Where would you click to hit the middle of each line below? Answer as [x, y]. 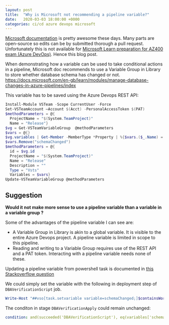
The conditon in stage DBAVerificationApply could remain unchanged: [78, 308]
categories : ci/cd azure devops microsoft [50, 24]
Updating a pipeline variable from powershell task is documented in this [79, 269]
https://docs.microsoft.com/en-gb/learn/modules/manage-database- [77, 80]
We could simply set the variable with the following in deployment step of [81, 284]
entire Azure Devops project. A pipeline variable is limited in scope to [84, 237]
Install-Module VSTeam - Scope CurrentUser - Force [58, 105]
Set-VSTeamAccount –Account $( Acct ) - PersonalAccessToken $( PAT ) [75, 109]
